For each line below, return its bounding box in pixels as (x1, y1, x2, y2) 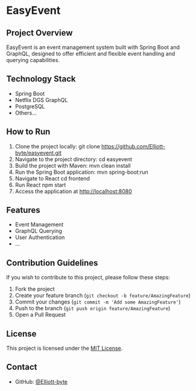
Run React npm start (14, 181, 66, 188)
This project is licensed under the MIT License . (6, 345, 123, 352)
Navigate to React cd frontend (14, 174, 90, 182)
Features (6, 205, 40, 215)
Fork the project (14, 285, 55, 293)
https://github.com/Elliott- (101, 142, 166, 150)
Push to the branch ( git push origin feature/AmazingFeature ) (14, 305, 171, 312)
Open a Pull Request (14, 311, 66, 319)
